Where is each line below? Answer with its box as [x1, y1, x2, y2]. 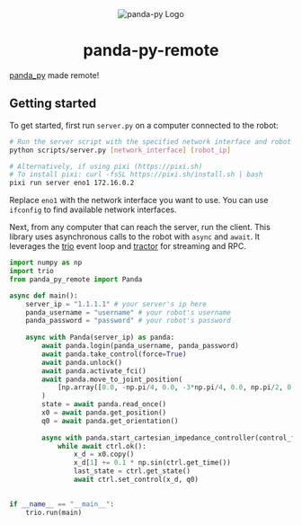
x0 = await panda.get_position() [41, 408, 167, 417]
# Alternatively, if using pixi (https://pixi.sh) [9, 162, 203, 171]
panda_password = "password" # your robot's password [25, 316, 231, 325]
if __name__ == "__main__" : [9, 499, 115, 509]
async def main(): [9, 291, 78, 300]
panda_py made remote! [9, 69, 100, 80]
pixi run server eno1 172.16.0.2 [9, 179, 135, 188]
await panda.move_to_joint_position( [41, 375, 182, 384]
